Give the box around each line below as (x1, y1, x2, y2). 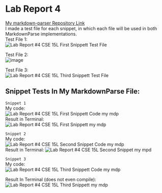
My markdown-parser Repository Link (5, 20, 85, 26)
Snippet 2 (5, 131, 26, 136)
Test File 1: (5, 36, 28, 42)
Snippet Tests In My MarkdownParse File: (5, 87, 140, 96)
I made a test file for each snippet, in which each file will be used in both (5, 25, 157, 31)
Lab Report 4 (5, 3, 61, 15)
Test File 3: (5, 67, 29, 73)
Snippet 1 (5, 101, 26, 106)
